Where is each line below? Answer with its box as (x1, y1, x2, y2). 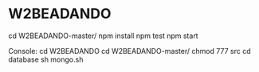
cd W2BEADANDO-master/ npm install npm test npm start (8, 31, 198, 40)
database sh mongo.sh (8, 55, 84, 64)
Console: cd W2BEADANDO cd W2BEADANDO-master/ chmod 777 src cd (8, 46, 251, 55)
